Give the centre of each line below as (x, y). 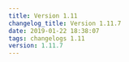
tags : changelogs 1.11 (47, 38)
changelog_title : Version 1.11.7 (65, 23)
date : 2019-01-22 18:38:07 (54, 31)
